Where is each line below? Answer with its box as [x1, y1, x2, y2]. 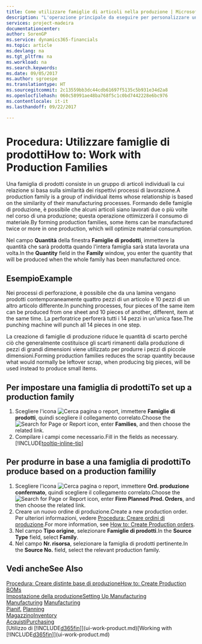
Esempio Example [6, 273, 73, 283]
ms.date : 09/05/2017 [6, 70, 58, 76]
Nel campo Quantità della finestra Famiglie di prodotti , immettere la [6, 237, 175, 244]
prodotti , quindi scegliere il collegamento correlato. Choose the [14, 414, 171, 422]
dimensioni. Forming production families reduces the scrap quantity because [6, 352, 195, 360]
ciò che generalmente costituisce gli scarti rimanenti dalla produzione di [6, 339, 185, 346]
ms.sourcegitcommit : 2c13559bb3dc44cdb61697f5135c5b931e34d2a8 [6, 87, 168, 93]
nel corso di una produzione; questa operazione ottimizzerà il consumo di [6, 212, 189, 219]
